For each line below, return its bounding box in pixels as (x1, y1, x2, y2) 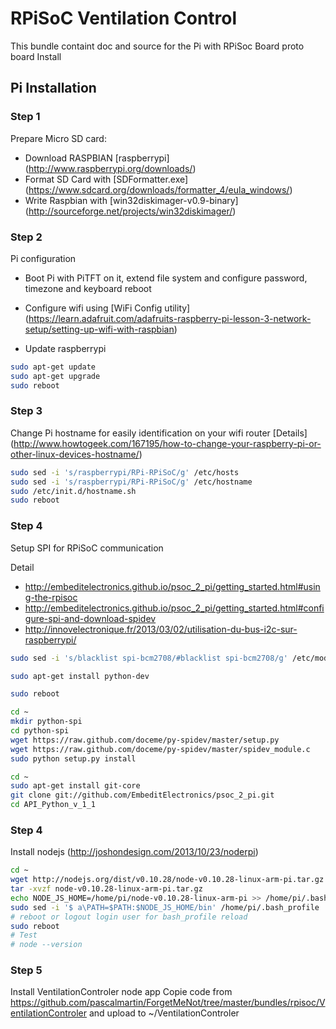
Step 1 (10, 110, 41, 124)
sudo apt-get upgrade (10, 371, 101, 381)
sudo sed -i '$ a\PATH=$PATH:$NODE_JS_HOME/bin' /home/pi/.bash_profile (10, 902, 320, 912)
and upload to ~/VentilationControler (88, 1007, 240, 1019)
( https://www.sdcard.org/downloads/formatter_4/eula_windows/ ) (24, 183, 293, 196)
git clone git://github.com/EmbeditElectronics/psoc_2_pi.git (10, 790, 275, 801)
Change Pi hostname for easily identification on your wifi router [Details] (10, 427, 308, 439)
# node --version (10, 940, 83, 950)
